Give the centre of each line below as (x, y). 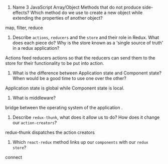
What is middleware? (34, 98)
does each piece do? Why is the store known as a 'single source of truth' (88, 43)
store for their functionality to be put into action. (55, 63)
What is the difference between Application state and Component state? (87, 73)
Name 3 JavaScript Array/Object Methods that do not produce (77, 7)
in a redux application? (36, 48)
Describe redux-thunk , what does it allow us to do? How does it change (86, 117)
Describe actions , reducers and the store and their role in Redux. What (86, 37)
